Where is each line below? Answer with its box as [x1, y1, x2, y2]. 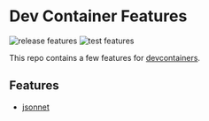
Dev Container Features [9, 6, 188, 26]
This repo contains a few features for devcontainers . [9, 52, 201, 63]
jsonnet [21, 102, 50, 112]
